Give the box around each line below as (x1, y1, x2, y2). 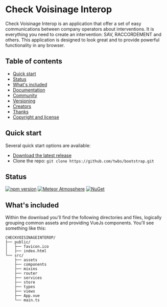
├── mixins (14, 267, 38, 272)
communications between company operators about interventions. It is (5, 26, 154, 32)
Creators (12, 103, 32, 109)
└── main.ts (14, 298, 40, 303)
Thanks (12, 108, 29, 114)
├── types (14, 285, 36, 290)
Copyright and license (12, 114, 60, 120)
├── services (14, 275, 42, 280)
